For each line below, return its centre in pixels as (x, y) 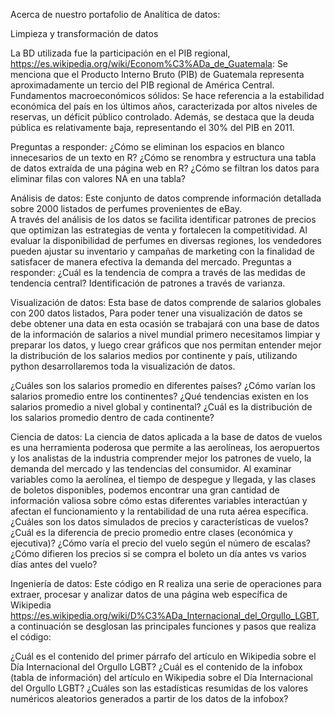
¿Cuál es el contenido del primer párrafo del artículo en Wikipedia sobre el (163, 656)
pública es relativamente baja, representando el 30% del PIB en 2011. (152, 127)
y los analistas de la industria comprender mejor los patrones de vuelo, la (161, 458)
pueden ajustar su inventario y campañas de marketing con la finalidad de (162, 251)
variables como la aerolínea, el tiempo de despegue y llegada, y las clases (163, 479)
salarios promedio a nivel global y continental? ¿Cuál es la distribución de (161, 407)
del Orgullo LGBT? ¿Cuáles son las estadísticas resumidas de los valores (159, 688)
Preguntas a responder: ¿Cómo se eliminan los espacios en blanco (147, 147)
